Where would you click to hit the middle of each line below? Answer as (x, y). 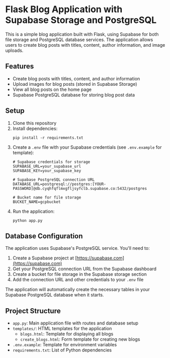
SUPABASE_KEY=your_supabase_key (47, 171)
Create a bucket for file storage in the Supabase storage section (80, 274)
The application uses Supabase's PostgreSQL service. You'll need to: (78, 248)
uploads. (14, 50)
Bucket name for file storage (49, 197)
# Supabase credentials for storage (51, 162)
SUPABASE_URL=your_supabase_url (47, 166)
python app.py (27, 220)
